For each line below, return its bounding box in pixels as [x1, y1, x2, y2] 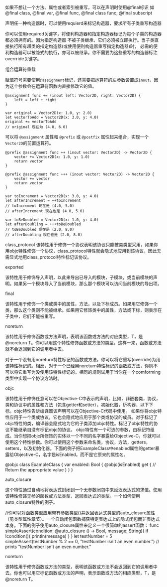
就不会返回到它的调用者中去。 [5, 346, 66, 352]
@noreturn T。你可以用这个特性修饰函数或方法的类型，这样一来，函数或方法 [5, 340, 162, 345]
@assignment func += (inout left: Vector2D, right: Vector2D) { [5, 93, 141, 98]
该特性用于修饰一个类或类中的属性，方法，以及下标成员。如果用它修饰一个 [5, 301, 158, 306]
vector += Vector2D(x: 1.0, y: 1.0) [14, 154, 90, 159]
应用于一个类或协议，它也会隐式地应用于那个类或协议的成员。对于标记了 [9, 414, 158, 420]
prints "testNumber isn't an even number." [5, 544, 91, 550]
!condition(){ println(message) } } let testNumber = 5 [5, 533, 113, 539]
